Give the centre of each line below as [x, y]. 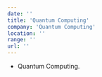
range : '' [22, 40]
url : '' [19, 46]
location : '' [26, 33]
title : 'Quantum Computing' [49, 20]
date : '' [20, 14]
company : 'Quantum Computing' [52, 27]
